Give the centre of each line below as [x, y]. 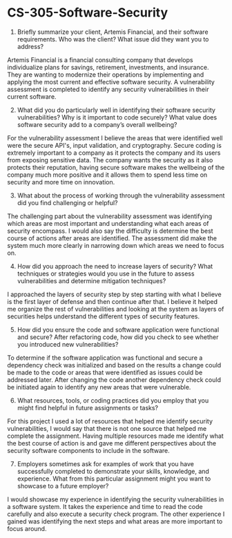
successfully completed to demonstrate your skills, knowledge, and [113, 471]
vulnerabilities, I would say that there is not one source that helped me [107, 428]
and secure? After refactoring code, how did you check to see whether [118, 337]
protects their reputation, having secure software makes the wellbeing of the [116, 167]
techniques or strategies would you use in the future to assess [106, 273]
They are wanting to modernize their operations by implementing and [106, 75]
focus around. [27, 528]
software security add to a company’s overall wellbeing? [97, 124]
